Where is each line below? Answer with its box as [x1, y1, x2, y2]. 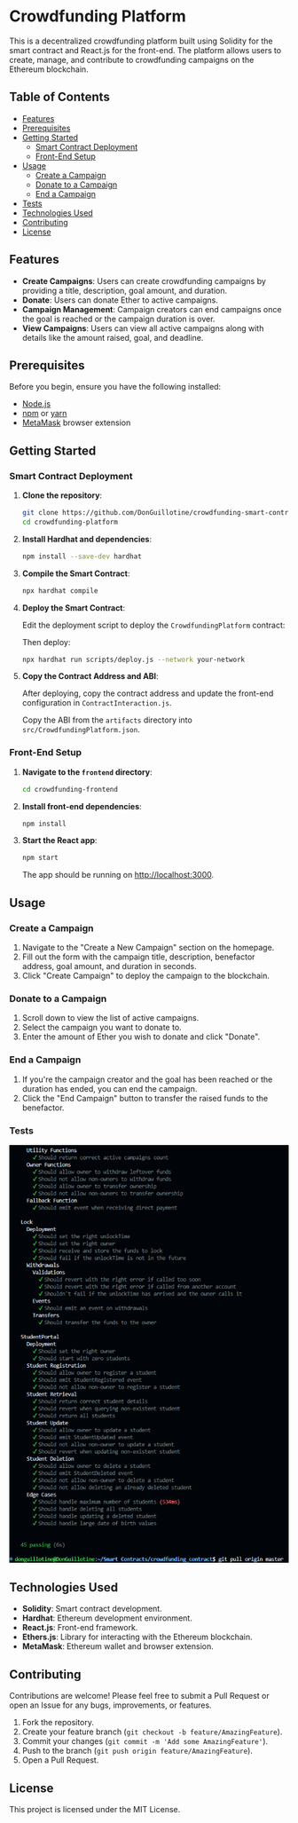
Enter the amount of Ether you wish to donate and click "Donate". [21, 1031, 261, 1042]
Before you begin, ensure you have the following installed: [9, 382, 222, 392]
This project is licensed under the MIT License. [9, 1803, 181, 1814]
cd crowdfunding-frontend [21, 785, 118, 793]
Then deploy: [21, 636, 71, 647]
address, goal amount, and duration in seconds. [21, 961, 197, 972]
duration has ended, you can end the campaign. [21, 1083, 198, 1093]
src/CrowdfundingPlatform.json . [21, 724, 140, 735]
